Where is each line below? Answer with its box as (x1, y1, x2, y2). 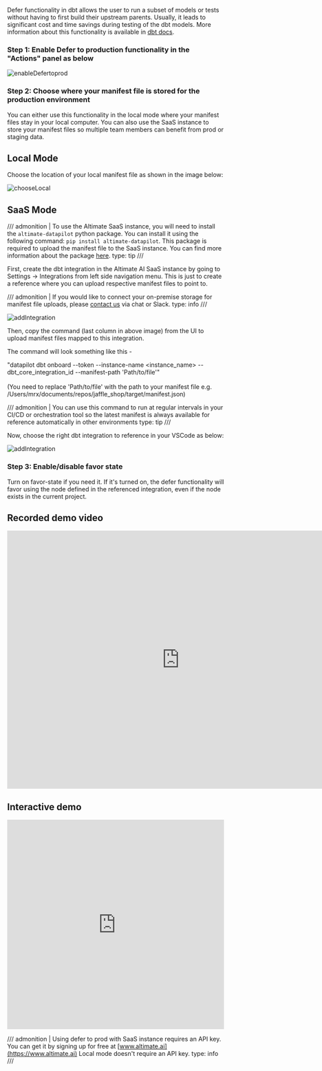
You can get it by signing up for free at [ (7, 1042, 120, 1050)
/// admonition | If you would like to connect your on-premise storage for (7, 293, 213, 301)
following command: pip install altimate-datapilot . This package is (7, 237, 207, 245)
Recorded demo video (7, 512, 103, 524)
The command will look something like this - (7, 348, 132, 356)
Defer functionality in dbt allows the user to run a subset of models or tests (7, 6, 219, 14)
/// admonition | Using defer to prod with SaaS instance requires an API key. (7, 1035, 222, 1043)
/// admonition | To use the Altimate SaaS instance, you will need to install (7, 222, 215, 231)
